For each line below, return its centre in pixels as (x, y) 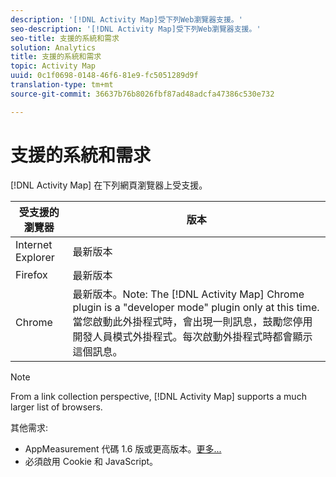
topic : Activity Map (53, 66)
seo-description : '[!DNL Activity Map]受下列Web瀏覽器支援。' (136, 29)
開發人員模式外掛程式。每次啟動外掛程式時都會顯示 (192, 336)
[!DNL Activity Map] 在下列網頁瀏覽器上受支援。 (109, 185)
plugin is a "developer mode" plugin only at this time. (196, 307)
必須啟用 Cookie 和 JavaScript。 (91, 461)
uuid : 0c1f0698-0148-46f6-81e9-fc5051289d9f (104, 76)
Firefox (31, 274)
